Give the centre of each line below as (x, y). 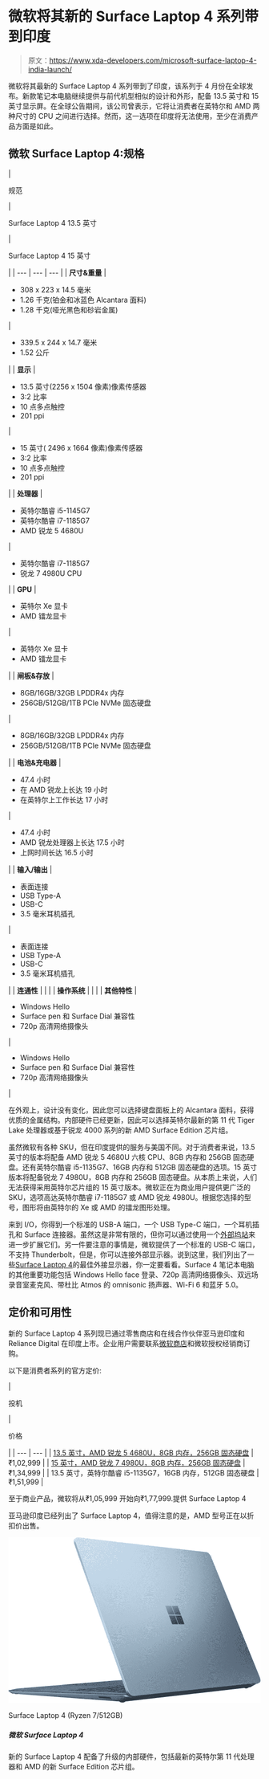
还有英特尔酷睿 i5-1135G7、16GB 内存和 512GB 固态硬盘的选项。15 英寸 (140, 1167)
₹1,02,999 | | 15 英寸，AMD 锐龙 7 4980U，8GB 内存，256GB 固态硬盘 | (127, 1463)
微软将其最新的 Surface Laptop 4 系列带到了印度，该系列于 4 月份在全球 (127, 86)
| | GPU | (22, 589)
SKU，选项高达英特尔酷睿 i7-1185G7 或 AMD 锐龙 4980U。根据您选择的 (126, 1197)
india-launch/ (50, 69)
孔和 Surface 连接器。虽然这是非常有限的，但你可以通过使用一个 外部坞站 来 (132, 1234)
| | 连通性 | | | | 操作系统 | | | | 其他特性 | (73, 990)
